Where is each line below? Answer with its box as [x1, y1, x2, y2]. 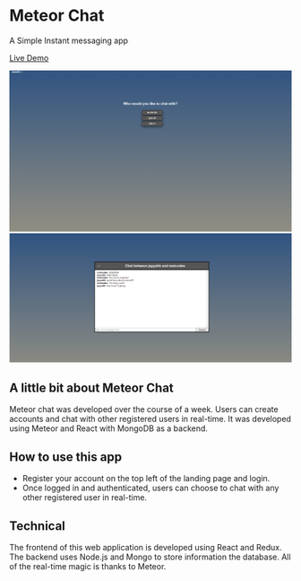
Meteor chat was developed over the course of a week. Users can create [9, 404, 279, 415]
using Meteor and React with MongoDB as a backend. [9, 423, 209, 434]
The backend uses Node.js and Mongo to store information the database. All [9, 551, 291, 562]
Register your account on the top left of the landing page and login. [21, 473, 271, 484]
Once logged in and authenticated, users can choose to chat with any [21, 482, 279, 494]
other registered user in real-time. [21, 492, 148, 503]
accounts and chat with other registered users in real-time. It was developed [9, 414, 291, 425]
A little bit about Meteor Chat [9, 380, 175, 395]
